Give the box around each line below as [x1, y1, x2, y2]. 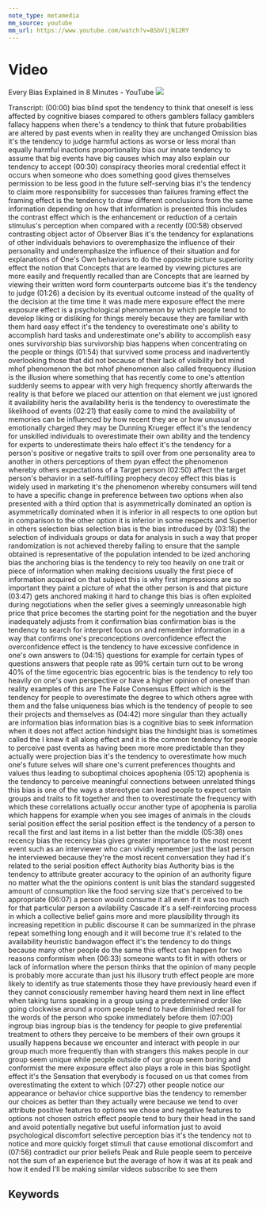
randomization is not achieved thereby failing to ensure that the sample [8, 541, 240, 551]
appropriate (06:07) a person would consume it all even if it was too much [8, 895, 249, 905]
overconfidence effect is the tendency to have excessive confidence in [8, 642, 240, 652]
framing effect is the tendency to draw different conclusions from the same [8, 196, 253, 205]
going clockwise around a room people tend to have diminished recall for [8, 1004, 247, 1014]
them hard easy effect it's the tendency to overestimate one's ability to [8, 322, 239, 331]
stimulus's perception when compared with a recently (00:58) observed [8, 221, 243, 231]
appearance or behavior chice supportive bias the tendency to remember [8, 1088, 248, 1098]
